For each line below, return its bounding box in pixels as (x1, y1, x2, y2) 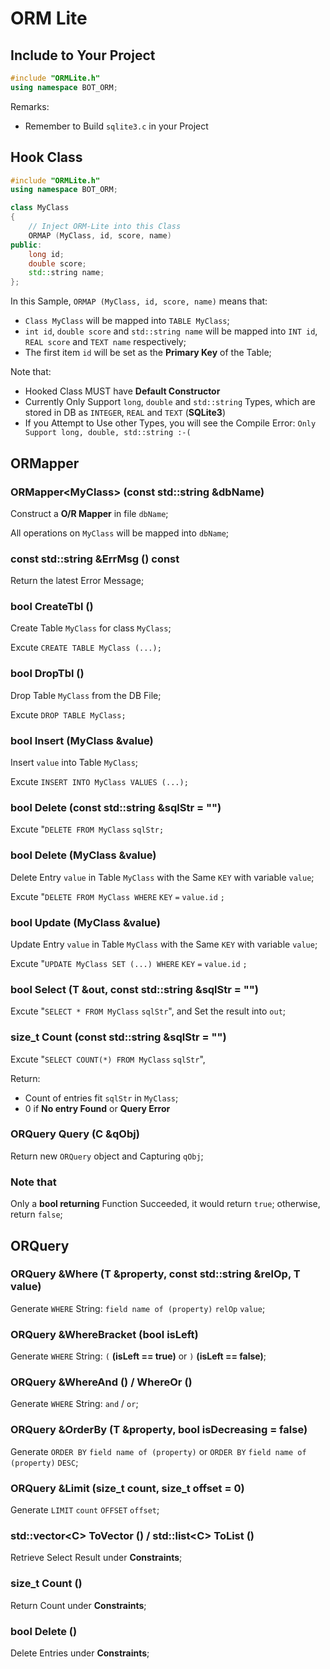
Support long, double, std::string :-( (24, 428, 192, 438)
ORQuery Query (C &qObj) (10, 1127, 140, 1141)
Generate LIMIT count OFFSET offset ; (10, 1504, 160, 1516)
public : (10, 240, 43, 250)
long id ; (28, 249, 65, 259)
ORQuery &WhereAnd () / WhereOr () (10, 1375, 193, 1389)
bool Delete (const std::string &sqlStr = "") (10, 800, 222, 814)
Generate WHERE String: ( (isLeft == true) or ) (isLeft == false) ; (10, 1350, 267, 1362)
